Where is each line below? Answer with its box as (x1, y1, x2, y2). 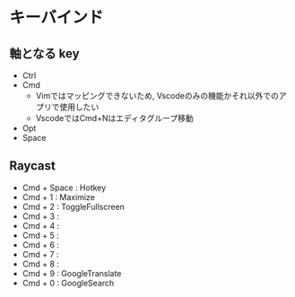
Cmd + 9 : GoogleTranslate (22, 267, 122, 278)
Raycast (9, 158, 56, 174)
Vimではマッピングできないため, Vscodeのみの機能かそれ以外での (35, 91, 280, 100)
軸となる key (9, 46, 80, 61)
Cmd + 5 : (22, 230, 60, 240)
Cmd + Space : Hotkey (22, 182, 107, 193)
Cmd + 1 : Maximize (22, 191, 96, 202)
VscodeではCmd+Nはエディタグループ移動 (35, 113, 195, 123)
